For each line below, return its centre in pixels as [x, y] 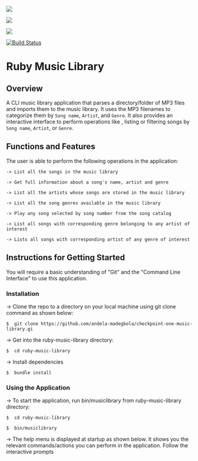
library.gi [20, 329]
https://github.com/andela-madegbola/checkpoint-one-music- [117, 324]
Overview [25, 88]
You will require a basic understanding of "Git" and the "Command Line [93, 272]
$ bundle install [29, 372]
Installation [23, 293]
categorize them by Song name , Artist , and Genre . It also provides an [89, 115]
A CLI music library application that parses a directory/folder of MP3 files [95, 103]
